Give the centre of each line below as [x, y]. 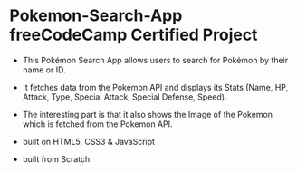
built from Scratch [56, 158]
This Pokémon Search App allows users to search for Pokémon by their [155, 60]
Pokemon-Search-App [96, 16]
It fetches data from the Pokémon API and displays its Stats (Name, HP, [155, 87]
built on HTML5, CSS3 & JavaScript [89, 141]
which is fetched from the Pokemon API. [98, 124]
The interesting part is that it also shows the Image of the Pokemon [148, 114]
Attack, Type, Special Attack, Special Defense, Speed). [125, 97]
